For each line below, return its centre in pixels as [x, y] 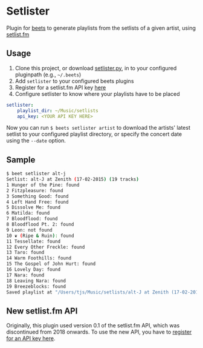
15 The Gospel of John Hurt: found [51, 264]
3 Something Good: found [37, 196]
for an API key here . [31, 338]
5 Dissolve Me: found [34, 207]
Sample [21, 160]
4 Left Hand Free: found [37, 202]
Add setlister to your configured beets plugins [74, 81]
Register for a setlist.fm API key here [60, 87]
